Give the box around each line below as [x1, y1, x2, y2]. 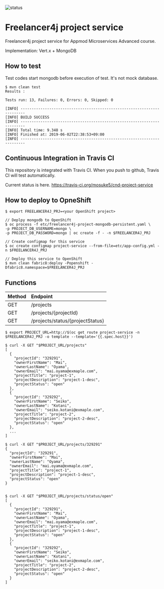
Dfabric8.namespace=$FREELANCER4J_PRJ [5, 265, 85, 270]
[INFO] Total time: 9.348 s [5, 128, 63, 132]
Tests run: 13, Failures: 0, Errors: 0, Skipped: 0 [5, 98, 113, 102]
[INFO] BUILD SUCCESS [5, 115, 50, 120]
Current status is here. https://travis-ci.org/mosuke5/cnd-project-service [5, 182, 154, 188]
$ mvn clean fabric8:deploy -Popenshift [5, 261, 90, 266]
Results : [5, 89, 26, 94]
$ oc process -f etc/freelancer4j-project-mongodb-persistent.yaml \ [5, 222, 151, 227]
